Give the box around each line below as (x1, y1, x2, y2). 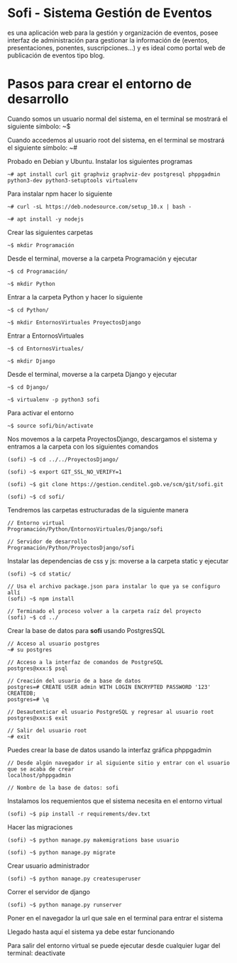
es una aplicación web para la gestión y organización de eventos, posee (7, 28, 219, 37)
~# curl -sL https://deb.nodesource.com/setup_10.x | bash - (7, 203, 192, 210)
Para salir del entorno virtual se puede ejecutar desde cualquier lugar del (7, 941, 221, 950)
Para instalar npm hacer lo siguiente (7, 189, 113, 198)
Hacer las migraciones (7, 822, 73, 831)
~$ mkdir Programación (7, 241, 75, 249)
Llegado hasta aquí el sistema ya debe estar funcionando (7, 928, 175, 936)
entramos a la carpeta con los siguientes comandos (7, 442, 159, 451)
